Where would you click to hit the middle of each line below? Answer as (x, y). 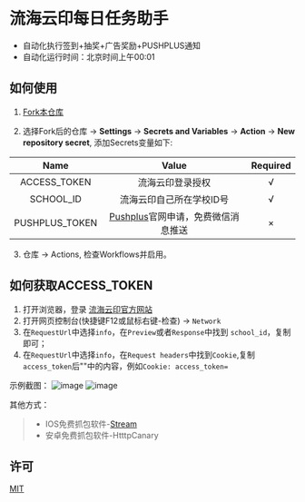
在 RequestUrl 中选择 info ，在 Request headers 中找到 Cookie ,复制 (139, 354)
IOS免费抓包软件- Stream (91, 424)
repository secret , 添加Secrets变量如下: (98, 143)
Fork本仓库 (43, 112)
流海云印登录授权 (174, 182)
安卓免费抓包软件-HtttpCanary (102, 435)
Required (271, 165)
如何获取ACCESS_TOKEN (81, 285)
